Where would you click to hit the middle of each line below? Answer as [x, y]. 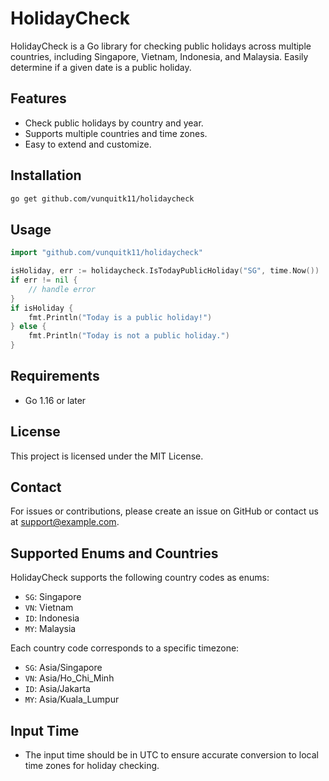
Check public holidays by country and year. [114, 123]
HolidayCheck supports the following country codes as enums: [140, 578]
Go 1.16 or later [55, 400]
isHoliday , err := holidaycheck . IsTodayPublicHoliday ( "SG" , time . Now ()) [165, 271]
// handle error [62, 289]
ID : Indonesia [52, 618]
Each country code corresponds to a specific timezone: [125, 648]
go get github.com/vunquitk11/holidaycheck [102, 198]
